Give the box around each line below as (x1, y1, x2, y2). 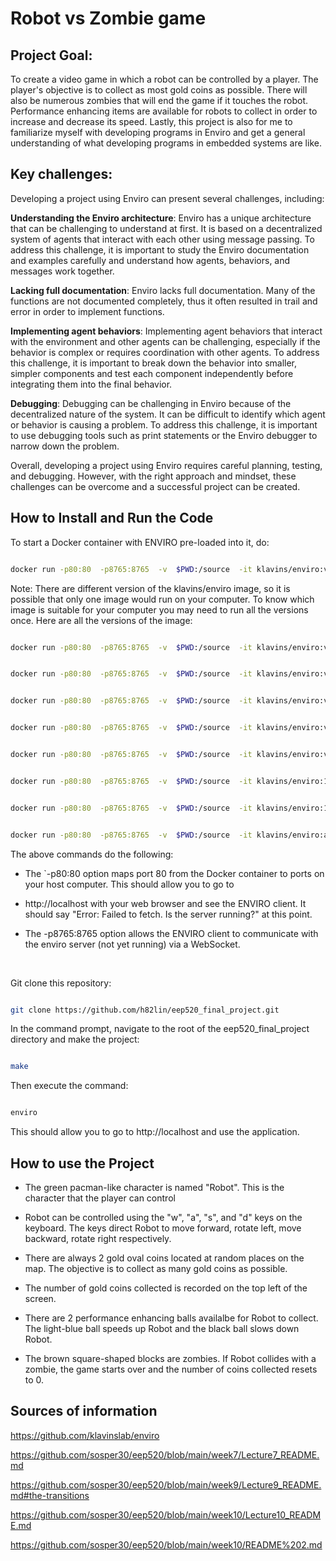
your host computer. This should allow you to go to (24, 878, 235, 890)
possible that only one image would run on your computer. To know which (10, 593, 315, 605)
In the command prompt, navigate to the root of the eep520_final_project (10, 1023, 310, 1035)
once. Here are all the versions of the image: (10, 614, 193, 626)
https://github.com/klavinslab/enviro (10, 1429, 160, 1441)
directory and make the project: (10, 1033, 140, 1046)
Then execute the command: (10, 1080, 129, 1092)
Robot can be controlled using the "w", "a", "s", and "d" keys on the (24, 1211, 303, 1223)
